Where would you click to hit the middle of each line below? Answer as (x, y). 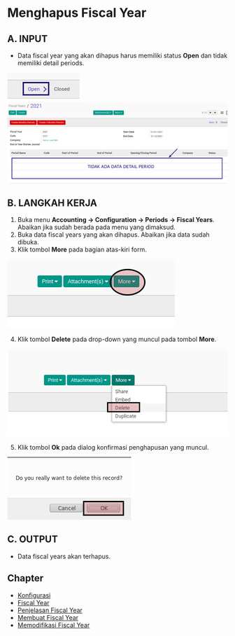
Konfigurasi (34, 595)
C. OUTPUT (33, 540)
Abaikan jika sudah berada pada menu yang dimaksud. (97, 227)
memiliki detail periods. (51, 63)
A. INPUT (27, 39)
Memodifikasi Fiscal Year (54, 625)
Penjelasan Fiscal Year (50, 610)
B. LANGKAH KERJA (52, 203)
